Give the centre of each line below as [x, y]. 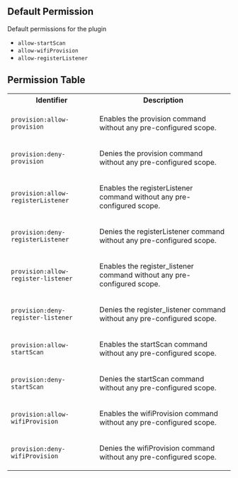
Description [163, 100]
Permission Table [46, 80]
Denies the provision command [151, 153]
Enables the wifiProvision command [158, 413]
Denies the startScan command [151, 379]
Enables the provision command [153, 119]
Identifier [52, 100]
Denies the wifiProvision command [157, 448]
